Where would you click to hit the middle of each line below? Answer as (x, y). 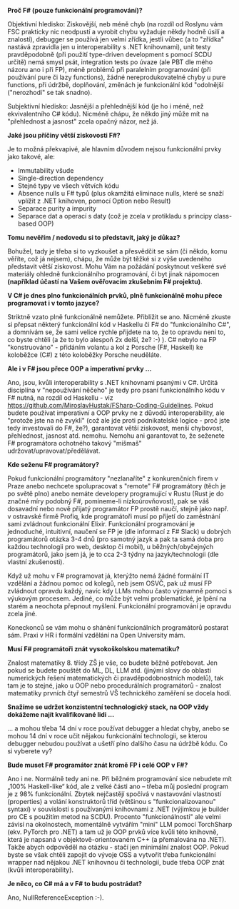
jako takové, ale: (31, 157)
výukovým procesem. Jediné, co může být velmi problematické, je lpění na (117, 598)
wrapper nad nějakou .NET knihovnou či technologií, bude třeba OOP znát (116, 862)
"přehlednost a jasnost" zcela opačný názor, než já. (83, 121)
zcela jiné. (22, 614)
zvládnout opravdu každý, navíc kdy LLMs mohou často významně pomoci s (120, 591)
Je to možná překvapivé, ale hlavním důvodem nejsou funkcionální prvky (115, 149)
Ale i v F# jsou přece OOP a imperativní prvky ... (80, 368)
